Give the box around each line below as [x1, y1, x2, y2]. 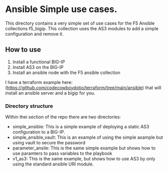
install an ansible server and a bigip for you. [5, 90, 95, 96]
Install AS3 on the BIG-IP [12, 64, 64, 70]
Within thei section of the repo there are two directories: [5, 114, 121, 120]
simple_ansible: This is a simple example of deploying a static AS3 [12, 124, 149, 130]
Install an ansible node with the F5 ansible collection [12, 69, 120, 75]
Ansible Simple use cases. [5, 4, 117, 15]
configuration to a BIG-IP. [12, 129, 65, 135]
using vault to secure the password [12, 140, 85, 146]
